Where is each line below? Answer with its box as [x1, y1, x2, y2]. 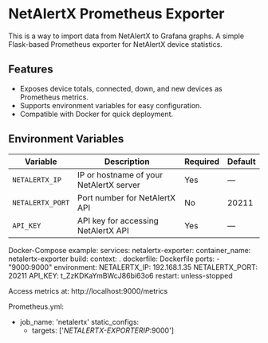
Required [184, 156, 220, 167]
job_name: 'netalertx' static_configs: [19, 317, 140, 326]
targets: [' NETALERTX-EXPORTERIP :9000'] [31, 325, 174, 335]
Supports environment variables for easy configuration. [19, 100, 202, 110]
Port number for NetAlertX [77, 192, 176, 203]
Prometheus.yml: [8, 302, 65, 311]
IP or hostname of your [77, 169, 164, 180]
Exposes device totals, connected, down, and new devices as [19, 84, 223, 93]
